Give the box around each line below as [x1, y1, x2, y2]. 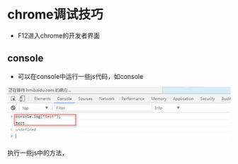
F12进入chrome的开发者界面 [17, 31, 101, 40]
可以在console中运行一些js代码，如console [17, 72, 144, 80]
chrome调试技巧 [7, 6, 104, 23]
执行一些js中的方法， [7, 148, 69, 157]
